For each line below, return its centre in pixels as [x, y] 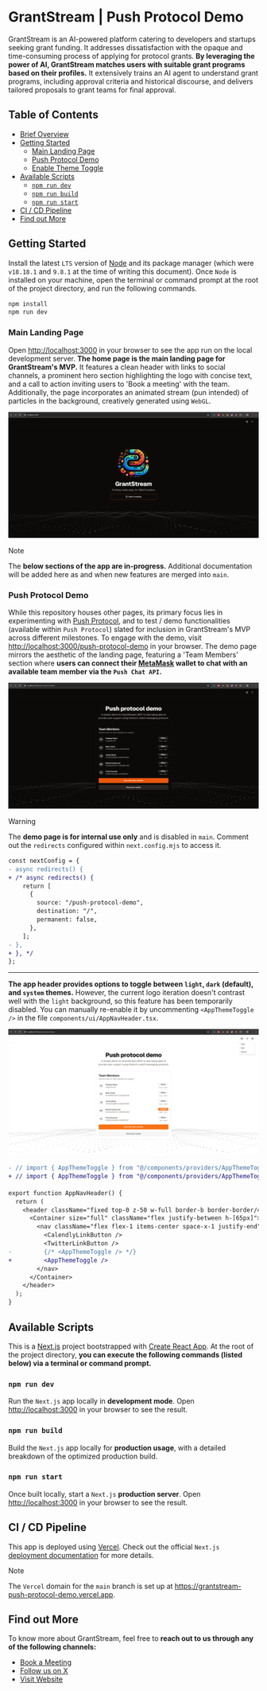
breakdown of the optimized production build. [83, 1456]
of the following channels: [52, 1647]
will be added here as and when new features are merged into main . [119, 574]
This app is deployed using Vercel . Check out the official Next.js [114, 1547]
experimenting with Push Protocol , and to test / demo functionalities [119, 620]
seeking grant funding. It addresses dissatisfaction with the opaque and [126, 47]
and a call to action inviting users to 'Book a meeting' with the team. [119, 384]
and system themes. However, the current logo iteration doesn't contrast [126, 993]
